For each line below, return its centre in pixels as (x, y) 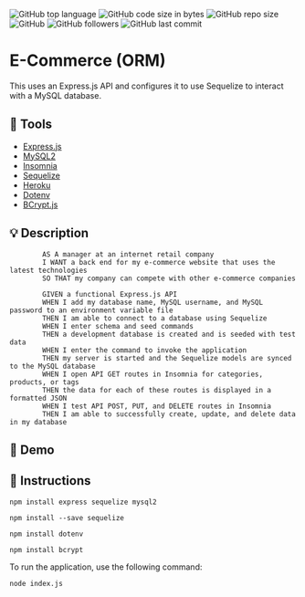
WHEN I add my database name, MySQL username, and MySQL (152, 302)
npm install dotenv (47, 534)
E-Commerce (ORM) (88, 61)
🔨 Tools (31, 125)
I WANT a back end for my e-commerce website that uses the (159, 262)
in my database (38, 422)
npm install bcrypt (47, 550)
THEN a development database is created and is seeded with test (169, 334)
